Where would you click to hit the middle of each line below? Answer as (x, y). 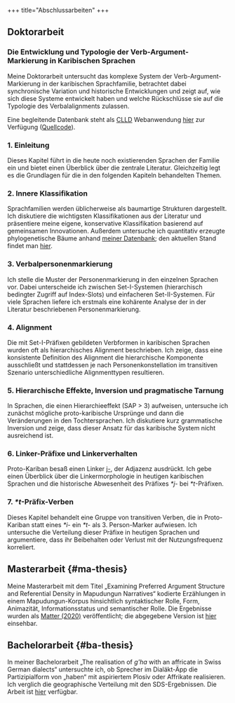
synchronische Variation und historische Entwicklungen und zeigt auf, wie (114, 91)
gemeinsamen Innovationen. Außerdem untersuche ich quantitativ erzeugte (116, 231)
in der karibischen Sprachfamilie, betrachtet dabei (114, 83)
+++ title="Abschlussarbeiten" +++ (58, 10)
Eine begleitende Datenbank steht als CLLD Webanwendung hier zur (106, 119)
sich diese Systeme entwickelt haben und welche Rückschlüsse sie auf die (115, 98)
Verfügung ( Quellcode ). (41, 127)
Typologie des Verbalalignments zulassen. (68, 106)
